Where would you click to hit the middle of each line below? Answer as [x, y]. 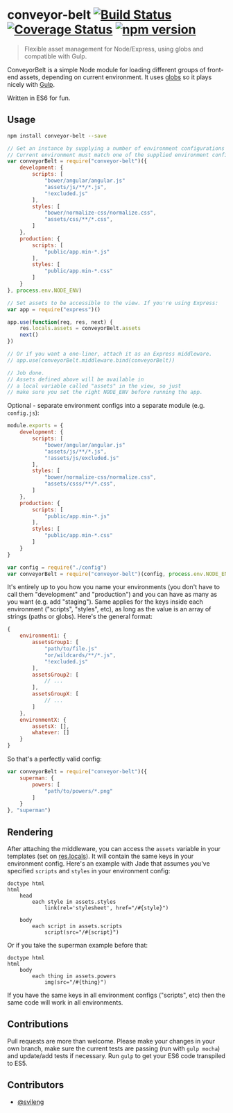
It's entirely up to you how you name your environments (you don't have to [114, 587]
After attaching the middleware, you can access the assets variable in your [114, 848]
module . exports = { [35, 426]
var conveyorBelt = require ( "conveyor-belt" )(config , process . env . [107, 574]
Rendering [30, 832]
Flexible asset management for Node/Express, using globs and [114, 49]
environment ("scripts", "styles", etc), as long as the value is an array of [109, 609]
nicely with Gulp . [31, 84]
